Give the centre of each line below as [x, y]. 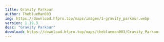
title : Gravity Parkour [29, 9]
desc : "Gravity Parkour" [30, 28]
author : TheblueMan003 [28, 14]
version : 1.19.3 [21, 23]
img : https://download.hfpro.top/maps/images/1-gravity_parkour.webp [77, 18]
